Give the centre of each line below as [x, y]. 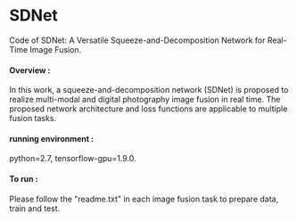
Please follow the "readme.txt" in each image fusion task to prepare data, [144, 199]
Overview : [30, 70]
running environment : [52, 138]
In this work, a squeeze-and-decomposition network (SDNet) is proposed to [149, 90]
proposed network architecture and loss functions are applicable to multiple [148, 109]
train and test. [35, 208]
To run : [24, 178]
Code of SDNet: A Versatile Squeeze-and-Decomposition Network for [137, 40]
